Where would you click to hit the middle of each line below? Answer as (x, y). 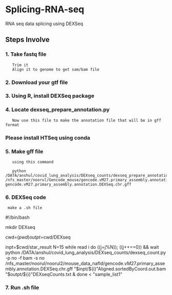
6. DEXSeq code (26, 197)
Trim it (20, 65)
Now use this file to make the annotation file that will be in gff (87, 120)
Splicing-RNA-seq (45, 9)
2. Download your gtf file (37, 82)
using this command (33, 162)
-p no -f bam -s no (25, 258)
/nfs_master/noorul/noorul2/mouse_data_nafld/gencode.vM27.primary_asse (85, 264)
